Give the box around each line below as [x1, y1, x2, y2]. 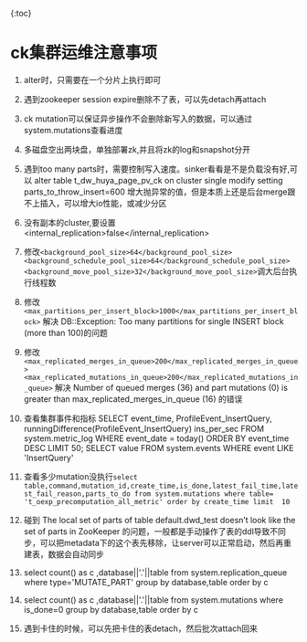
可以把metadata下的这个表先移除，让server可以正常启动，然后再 [39, 537, 284, 548]
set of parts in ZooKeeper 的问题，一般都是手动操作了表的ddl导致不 [23, 525, 279, 537]
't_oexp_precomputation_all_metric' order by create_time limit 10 [23, 497, 291, 506]
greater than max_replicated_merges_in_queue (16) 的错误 [23, 393, 243, 405]
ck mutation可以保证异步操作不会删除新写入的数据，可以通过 [23, 113, 253, 124]
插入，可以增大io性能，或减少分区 [39, 197, 167, 208]
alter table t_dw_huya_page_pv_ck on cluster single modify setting [34, 174, 283, 185]
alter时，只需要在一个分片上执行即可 [23, 74, 162, 85]
